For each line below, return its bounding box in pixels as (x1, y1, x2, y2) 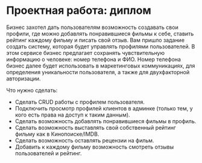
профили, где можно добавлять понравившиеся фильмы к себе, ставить (6, 30, 194, 37)
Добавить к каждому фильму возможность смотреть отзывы (14, 143, 174, 150)
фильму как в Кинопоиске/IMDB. (14, 130, 99, 138)
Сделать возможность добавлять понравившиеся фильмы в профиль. (14, 117, 197, 124)
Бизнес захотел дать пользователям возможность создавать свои (6, 24, 179, 31)
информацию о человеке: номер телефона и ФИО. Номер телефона (6, 56, 181, 63)
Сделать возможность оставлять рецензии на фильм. (14, 136, 154, 144)
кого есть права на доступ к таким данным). (14, 111, 131, 118)
